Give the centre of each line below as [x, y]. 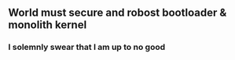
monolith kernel [48, 25]
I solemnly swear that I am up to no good [87, 48]
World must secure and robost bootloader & [117, 13]
